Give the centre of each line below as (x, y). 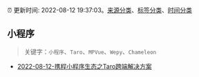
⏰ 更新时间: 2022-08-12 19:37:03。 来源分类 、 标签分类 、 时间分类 (99, 10)
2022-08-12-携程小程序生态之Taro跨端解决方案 (84, 66)
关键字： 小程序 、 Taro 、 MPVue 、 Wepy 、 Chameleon (90, 52)
